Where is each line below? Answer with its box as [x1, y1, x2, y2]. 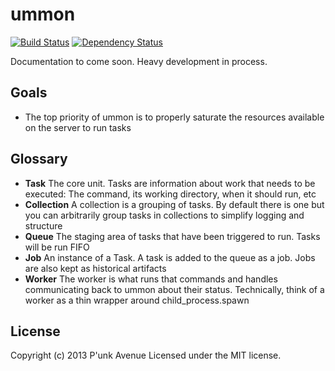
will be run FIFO [24, 241, 90, 253]
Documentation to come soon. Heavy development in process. [10, 55, 268, 67]
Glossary [10, 151, 68, 168]
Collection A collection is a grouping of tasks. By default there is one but [24, 198, 325, 210]
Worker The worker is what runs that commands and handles [24, 273, 278, 285]
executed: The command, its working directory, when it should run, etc [24, 188, 317, 200]
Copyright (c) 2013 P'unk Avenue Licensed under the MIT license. [10, 349, 282, 362]
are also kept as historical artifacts [24, 262, 167, 274]
